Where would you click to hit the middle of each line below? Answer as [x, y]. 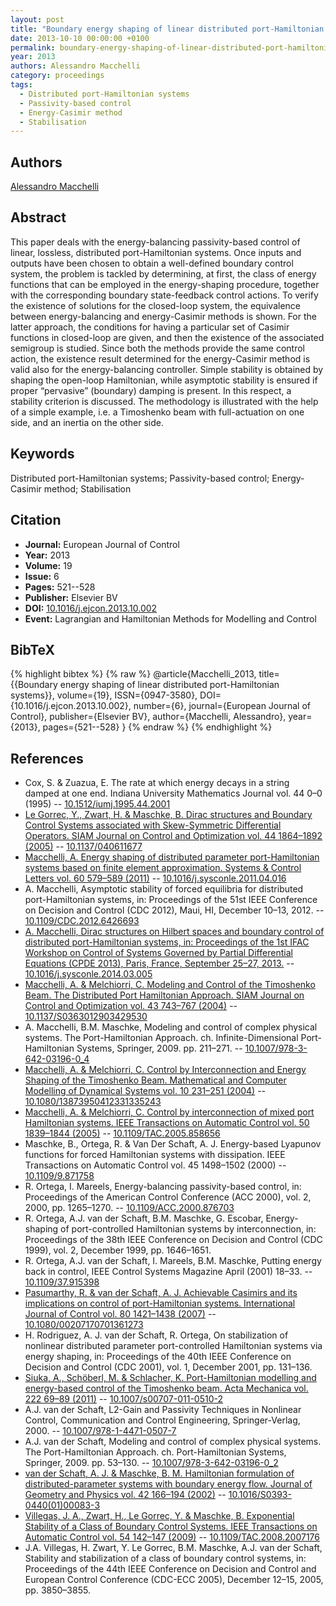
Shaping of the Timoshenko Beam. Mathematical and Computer [155, 1080]
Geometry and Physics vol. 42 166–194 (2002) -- [125, 1495]
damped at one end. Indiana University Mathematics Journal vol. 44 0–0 [173, 793]
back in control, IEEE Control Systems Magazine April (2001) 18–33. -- [168, 1272]
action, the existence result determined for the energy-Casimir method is [160, 358]
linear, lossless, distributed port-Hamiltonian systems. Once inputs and [156, 252]
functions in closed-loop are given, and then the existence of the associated [167, 337]
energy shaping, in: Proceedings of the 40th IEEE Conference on [158, 1357]
